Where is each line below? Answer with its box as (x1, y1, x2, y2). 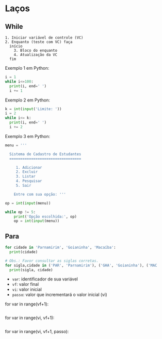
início (9, 44, 23, 49)
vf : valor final (12, 281, 39, 287)
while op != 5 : (5, 209, 36, 215)
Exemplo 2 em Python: (5, 97, 50, 103)
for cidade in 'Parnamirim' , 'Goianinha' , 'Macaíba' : (5, 245, 116, 250)
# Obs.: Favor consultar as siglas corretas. (5, 258, 98, 263)
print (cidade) (9, 249, 38, 254)
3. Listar (16, 174, 36, 179)
